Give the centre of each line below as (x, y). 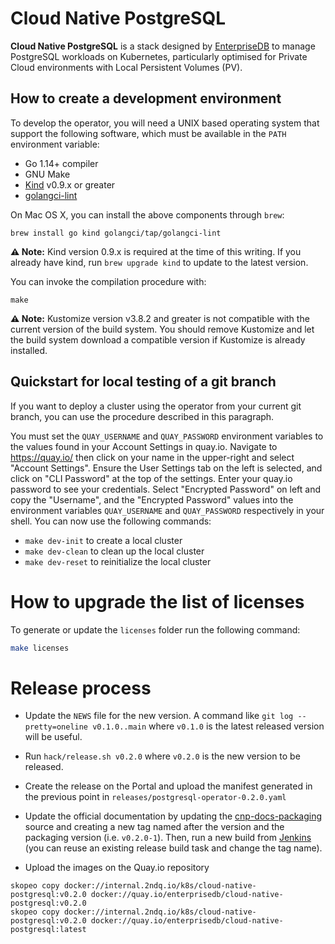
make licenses (40, 648)
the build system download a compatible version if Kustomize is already (158, 339)
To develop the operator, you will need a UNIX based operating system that (165, 123)
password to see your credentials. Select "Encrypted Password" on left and (165, 489)
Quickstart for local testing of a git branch (143, 382)
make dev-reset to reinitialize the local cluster (118, 561)
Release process (81, 688)
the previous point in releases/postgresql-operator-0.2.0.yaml (155, 797)
